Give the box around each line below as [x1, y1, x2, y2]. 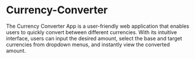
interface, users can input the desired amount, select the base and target [6, 35, 183, 42]
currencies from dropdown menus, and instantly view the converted [6, 41, 170, 48]
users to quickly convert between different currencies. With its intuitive [6, 28, 177, 35]
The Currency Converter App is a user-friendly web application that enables [6, 23, 189, 30]
